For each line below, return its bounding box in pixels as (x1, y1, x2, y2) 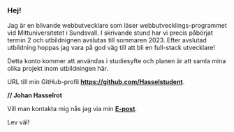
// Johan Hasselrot (7, 91, 63, 99)
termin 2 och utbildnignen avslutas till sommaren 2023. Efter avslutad (7, 36, 207, 44)
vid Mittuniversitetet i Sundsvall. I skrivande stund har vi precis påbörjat (7, 28, 213, 37)
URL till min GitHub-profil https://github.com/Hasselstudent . (7, 78, 185, 86)
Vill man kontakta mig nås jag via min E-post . (7, 105, 138, 113)
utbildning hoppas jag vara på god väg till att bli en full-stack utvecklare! (7, 44, 215, 52)
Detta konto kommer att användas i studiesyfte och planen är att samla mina (7, 57, 226, 65)
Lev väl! (7, 118, 30, 126)
